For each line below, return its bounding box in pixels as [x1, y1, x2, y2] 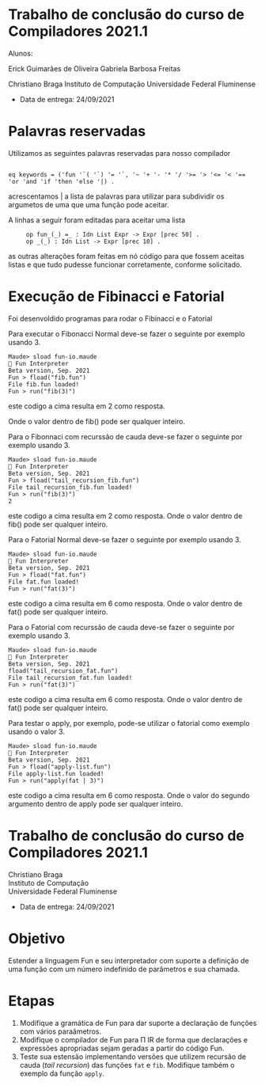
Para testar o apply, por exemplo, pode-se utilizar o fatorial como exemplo [8, 718, 251, 727]
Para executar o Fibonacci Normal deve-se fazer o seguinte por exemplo [8, 328, 245, 338]
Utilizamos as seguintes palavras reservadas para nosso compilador [8, 148, 231, 158]
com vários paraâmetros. [19, 1027, 101, 1036]
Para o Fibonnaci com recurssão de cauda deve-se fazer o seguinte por [8, 431, 243, 441]
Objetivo [8, 929, 66, 947]
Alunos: [8, 48, 33, 58]
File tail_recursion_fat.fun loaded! [8, 674, 133, 682]
